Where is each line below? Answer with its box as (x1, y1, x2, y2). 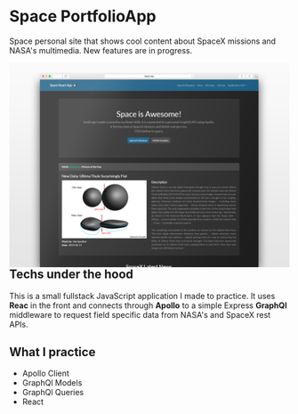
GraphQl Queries (21, 387, 85, 398)
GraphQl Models (21, 377, 83, 388)
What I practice (9, 345, 96, 360)
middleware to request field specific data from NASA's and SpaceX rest (9, 309, 271, 320)
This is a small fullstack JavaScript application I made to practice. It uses (9, 290, 276, 301)
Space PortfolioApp (9, 6, 157, 27)
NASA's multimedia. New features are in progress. (9, 45, 193, 55)
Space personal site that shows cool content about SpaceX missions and (9, 36, 277, 46)
